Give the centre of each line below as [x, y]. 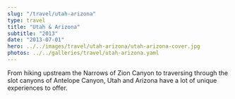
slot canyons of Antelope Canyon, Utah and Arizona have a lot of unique [112, 80]
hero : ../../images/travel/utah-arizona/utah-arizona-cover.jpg [104, 46]
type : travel [26, 20]
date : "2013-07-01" [36, 40]
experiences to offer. [38, 88]
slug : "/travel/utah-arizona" [52, 14]
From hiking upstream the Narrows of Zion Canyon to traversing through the [118, 73]
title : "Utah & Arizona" [44, 27]
